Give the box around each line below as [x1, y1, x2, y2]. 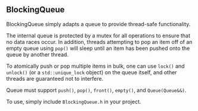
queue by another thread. [6, 50, 69, 58]
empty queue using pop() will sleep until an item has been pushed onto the [6, 45, 190, 52]
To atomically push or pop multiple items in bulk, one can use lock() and [6, 62, 185, 69]
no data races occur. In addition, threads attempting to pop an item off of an [6, 38, 193, 45]
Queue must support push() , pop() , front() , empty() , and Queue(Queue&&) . [6, 86, 187, 94]
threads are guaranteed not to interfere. [6, 75, 104, 82]
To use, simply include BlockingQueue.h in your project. [6, 98, 141, 105]
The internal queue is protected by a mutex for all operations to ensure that [6, 32, 191, 39]
